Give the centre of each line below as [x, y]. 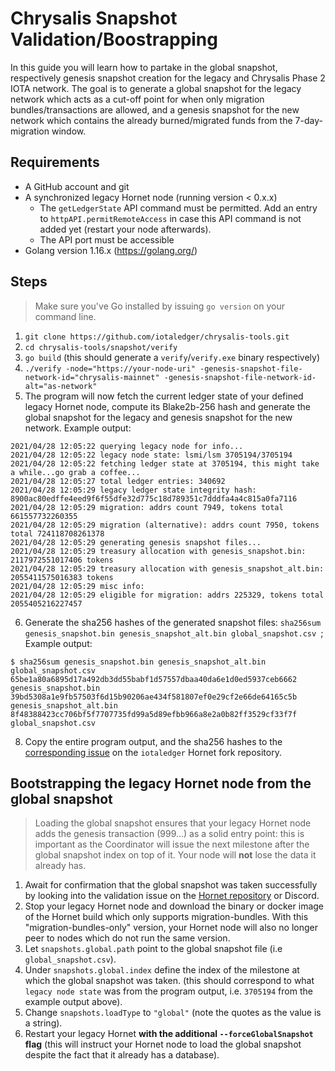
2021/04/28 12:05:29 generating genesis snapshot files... [136, 542]
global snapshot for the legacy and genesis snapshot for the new [158, 417]
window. [69, 131]
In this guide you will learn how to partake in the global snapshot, [144, 67]
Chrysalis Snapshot [94, 18]
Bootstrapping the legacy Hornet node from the [161, 783]
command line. [65, 316]
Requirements [55, 162]
